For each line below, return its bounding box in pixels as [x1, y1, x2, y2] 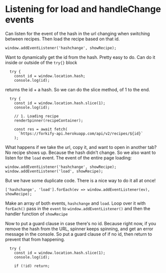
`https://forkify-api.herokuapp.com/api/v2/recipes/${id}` [18, 131, 143, 136]
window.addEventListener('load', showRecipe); [5, 168, 103, 174]
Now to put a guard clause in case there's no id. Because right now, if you [5, 220, 157, 226]
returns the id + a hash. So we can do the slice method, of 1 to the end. [5, 86, 150, 93]
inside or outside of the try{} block [5, 59, 78, 65]
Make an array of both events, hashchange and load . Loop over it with [5, 200, 146, 206]
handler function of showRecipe [5, 211, 68, 217]
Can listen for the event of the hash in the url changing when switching [5, 30, 150, 36]
